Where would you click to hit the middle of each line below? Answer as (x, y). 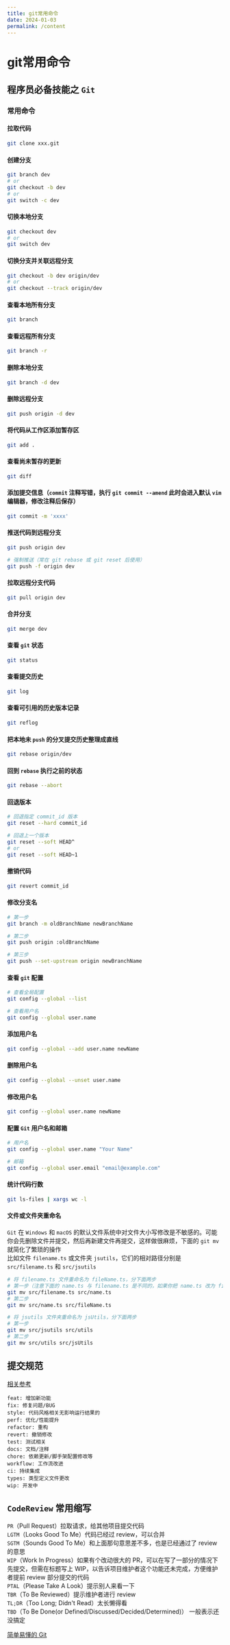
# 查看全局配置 (26, 993)
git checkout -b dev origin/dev (53, 276)
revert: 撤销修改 (30, 1434)
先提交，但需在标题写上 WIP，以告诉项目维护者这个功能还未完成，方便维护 (113, 1569)
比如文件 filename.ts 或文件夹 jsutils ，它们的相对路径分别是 (94, 1258)
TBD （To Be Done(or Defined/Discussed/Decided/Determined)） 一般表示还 (113, 1611)
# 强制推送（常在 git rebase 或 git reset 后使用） (76, 560)
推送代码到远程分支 (34, 533)
